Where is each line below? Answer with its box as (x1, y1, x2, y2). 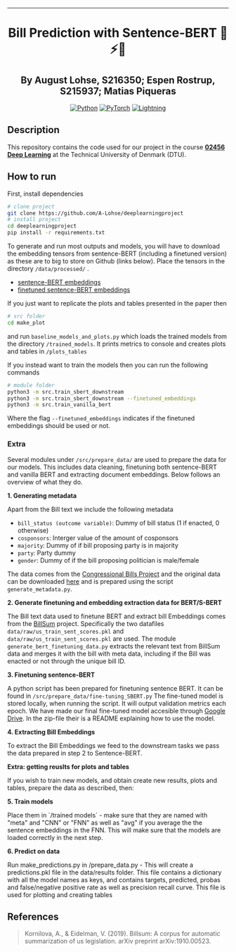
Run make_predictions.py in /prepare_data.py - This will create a (7, 860, 194, 869)
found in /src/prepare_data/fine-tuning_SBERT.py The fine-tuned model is (7, 691, 223, 700)
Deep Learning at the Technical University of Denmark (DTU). (7, 150, 187, 158)
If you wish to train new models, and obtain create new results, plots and (7, 776, 218, 784)
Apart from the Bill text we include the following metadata (7, 505, 173, 513)
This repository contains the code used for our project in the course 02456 (7, 142, 225, 151)
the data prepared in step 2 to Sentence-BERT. (7, 749, 143, 757)
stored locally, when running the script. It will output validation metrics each (7, 699, 227, 708)
